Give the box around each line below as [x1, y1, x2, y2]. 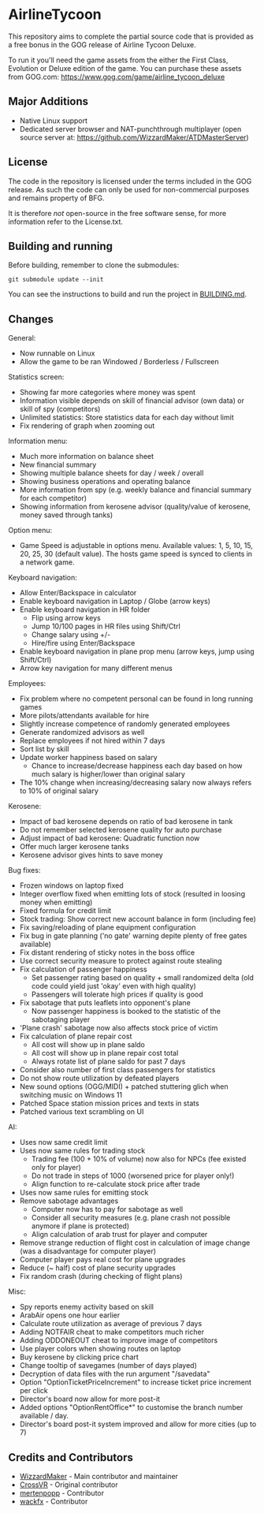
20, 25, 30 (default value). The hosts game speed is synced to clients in [19, 550, 253, 559]
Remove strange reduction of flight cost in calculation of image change [19, 1238, 251, 1247]
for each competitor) [19, 494, 87, 503]
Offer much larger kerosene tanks [19, 842, 130, 852]
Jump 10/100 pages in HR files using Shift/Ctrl [31, 621, 181, 632]
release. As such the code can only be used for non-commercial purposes [8, 184, 250, 194]
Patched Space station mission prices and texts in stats [19, 1098, 199, 1109]
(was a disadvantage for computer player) [19, 1247, 156, 1256]
